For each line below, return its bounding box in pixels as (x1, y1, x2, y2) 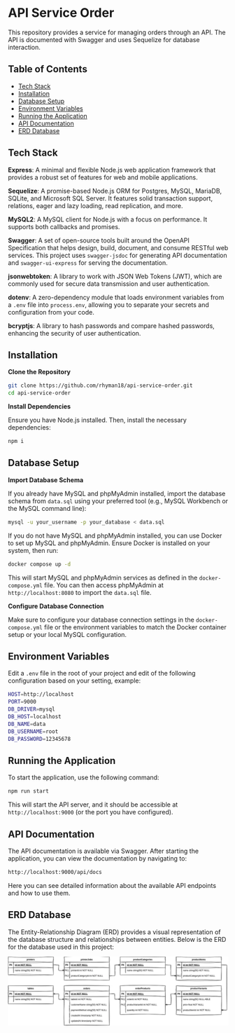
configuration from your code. (8, 308, 95, 316)
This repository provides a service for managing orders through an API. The (8, 28, 226, 36)
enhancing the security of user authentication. (8, 329, 141, 337)
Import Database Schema (8, 475, 84, 484)
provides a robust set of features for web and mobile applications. (8, 173, 198, 182)
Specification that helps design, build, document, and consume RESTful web (8, 243, 229, 252)
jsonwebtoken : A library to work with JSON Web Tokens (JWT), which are (8, 272, 222, 280)
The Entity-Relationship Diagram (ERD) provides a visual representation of (8, 927, 221, 936)
